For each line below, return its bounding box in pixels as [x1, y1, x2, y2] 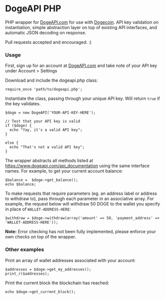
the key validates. [5, 101, 41, 107]
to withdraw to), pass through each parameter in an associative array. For [5, 196, 154, 202]
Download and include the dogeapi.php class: [5, 77, 98, 84]
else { [5, 141, 19, 146]
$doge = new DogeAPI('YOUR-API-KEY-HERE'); [5, 110, 96, 116]
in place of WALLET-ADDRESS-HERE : [5, 206, 71, 212]
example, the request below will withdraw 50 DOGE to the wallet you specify [5, 201, 160, 207]
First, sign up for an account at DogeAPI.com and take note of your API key [5, 62, 158, 69]
